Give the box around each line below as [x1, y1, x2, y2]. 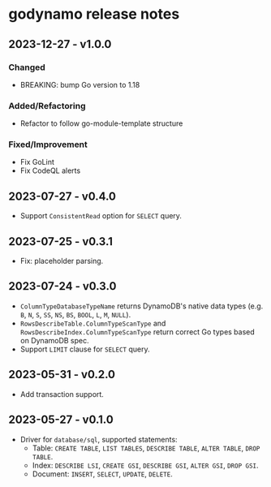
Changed [8, 62, 46, 73]
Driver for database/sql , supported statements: [19, 434, 178, 444]
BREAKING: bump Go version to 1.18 [19, 80, 140, 89]
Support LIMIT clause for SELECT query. [19, 344, 150, 354]
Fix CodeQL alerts [19, 166, 81, 175]
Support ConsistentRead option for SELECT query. [19, 211, 183, 221]
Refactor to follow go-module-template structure [19, 119, 183, 128]
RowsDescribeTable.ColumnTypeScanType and [19, 318, 166, 328]
